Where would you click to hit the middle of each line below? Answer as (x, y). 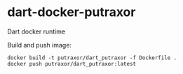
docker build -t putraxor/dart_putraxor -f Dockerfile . (92, 58)
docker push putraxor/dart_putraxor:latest (72, 64)
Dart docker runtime (36, 31)
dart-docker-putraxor (72, 12)
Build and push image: (40, 45)
